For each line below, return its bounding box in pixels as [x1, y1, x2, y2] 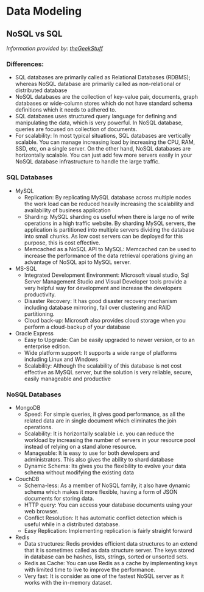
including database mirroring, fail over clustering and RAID [24, 304, 171, 311]
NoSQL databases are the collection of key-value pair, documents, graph [15, 93, 199, 101]
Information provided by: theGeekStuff [6, 45, 104, 52]
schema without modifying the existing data [24, 468, 135, 476]
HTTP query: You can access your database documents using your [24, 501, 193, 508]
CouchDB [15, 475, 40, 482]
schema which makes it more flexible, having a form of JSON [24, 488, 178, 495]
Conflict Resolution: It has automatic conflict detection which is [24, 514, 183, 521]
